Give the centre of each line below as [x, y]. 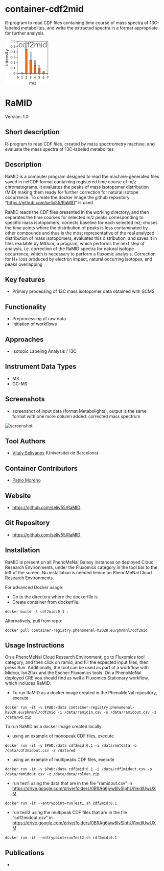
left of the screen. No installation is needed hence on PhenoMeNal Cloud [79, 572]
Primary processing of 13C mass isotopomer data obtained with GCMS [83, 291]
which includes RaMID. [28, 683]
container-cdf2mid [45, 9]
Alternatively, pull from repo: [34, 620]
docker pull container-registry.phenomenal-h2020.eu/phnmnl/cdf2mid [76, 630]
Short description [33, 132]
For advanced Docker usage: [34, 587]
